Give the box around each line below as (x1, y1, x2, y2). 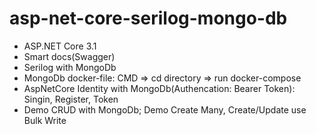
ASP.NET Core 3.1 (23, 40, 97, 52)
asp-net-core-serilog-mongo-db (9, 7, 288, 30)
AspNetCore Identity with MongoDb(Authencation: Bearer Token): (23, 82, 296, 94)
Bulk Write (23, 114, 67, 126)
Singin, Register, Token (23, 93, 119, 105)
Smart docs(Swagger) (23, 50, 116, 62)
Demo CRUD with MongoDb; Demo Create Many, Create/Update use (23, 103, 307, 116)
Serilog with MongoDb (23, 61, 117, 73)
